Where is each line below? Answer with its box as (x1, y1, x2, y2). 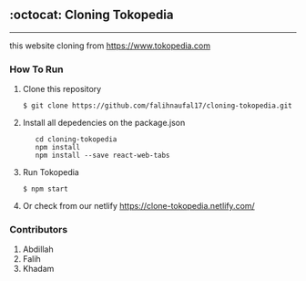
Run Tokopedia (22, 167, 79, 178)
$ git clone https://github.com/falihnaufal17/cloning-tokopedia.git (22, 101, 293, 110)
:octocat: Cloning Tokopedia (9, 7, 174, 23)
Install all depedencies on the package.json (22, 118, 186, 129)
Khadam (22, 264, 55, 275)
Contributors (9, 224, 68, 236)
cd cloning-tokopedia (35, 135, 117, 144)
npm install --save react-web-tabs (35, 151, 170, 161)
